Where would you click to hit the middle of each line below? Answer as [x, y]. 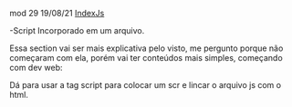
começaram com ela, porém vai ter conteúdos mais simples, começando [146, 58]
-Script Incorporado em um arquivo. [77, 30]
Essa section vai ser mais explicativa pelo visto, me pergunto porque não [146, 48]
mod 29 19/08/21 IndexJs [57, 13]
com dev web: [36, 68]
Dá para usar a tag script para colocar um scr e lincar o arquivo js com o [145, 85]
